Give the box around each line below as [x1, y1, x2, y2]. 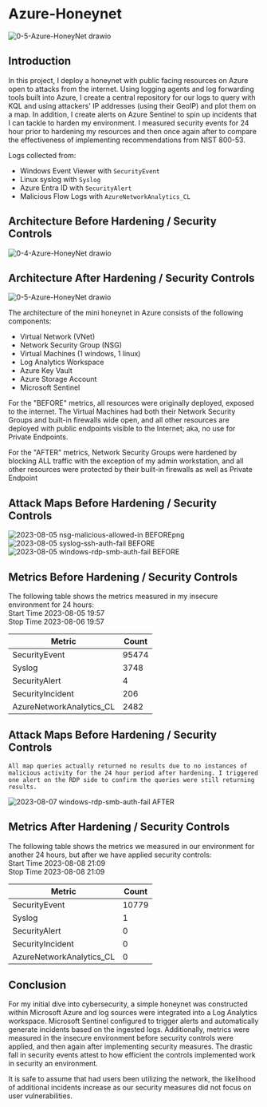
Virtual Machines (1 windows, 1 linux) [19, 349, 141, 359]
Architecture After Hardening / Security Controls [8, 271, 255, 284]
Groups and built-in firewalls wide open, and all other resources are [8, 415, 230, 425]
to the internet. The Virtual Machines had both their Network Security [8, 407, 236, 416]
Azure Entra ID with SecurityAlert [19, 183, 132, 192]
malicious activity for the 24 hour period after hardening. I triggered [8, 768, 259, 777]
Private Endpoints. [8, 432, 69, 442]
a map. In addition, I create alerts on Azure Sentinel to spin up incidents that [8, 109, 257, 119]
